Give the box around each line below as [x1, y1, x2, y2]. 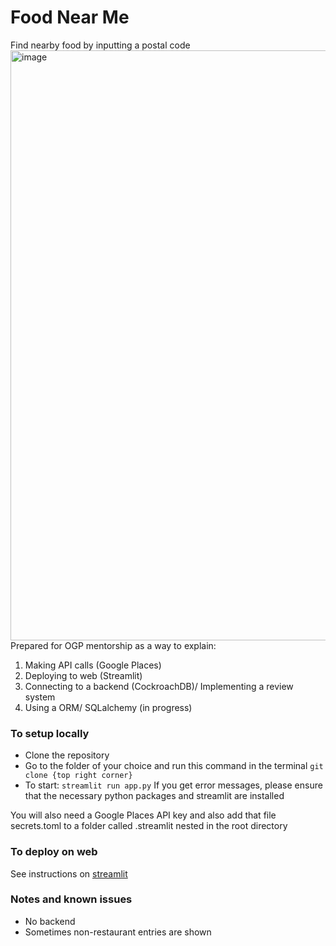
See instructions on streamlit [10, 867, 128, 880]
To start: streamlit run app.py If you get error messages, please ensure [24, 779, 323, 791]
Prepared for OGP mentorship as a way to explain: [10, 639, 217, 651]
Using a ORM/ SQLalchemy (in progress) [24, 701, 193, 713]
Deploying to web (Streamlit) [24, 669, 143, 681]
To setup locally [10, 726, 90, 740]
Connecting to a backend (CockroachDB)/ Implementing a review [24, 680, 294, 692]
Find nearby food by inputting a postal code [10, 39, 191, 51]
